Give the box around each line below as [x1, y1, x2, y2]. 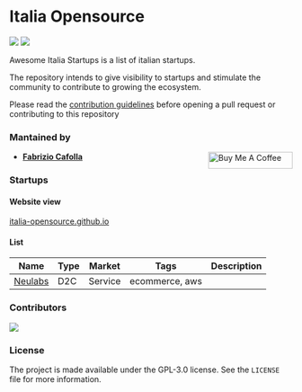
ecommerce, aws [129, 274, 202, 287]
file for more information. [9, 374, 102, 385]
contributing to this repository [9, 108, 120, 119]
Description [210, 259, 262, 272]
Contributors [9, 301, 67, 314]
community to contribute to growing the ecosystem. [9, 81, 201, 92]
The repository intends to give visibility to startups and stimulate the [9, 72, 262, 83]
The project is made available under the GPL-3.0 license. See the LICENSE [9, 364, 280, 375]
